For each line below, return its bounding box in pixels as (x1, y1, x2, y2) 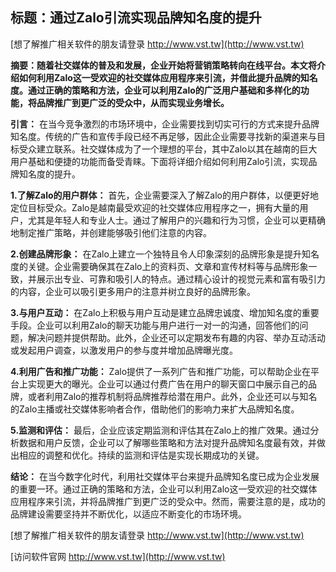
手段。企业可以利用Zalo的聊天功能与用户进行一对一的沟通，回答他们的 (10, 319, 300, 331)
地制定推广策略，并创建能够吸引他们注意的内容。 (10, 226, 212, 238)
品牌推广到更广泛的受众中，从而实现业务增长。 (36, 96, 230, 108)
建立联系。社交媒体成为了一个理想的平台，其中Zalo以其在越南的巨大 (36, 143, 318, 155)
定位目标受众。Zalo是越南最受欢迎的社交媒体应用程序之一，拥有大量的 (10, 201, 300, 213)
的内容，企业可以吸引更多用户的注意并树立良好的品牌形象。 (10, 285, 256, 297)
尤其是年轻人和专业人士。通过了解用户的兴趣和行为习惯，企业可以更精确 (27, 214, 326, 226)
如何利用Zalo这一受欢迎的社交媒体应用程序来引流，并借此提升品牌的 (18, 71, 301, 83)
